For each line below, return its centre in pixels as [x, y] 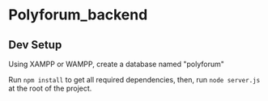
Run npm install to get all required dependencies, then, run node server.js [134, 80]
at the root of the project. [50, 88]
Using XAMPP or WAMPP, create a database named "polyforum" [117, 64]
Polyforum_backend [78, 15]
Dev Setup [35, 45]
